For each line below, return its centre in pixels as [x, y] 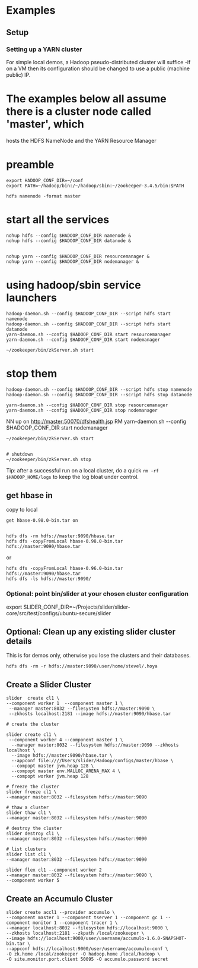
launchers [32, 297]
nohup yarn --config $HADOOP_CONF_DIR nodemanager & [73, 261]
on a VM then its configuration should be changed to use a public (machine [98, 68]
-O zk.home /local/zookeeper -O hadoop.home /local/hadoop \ [83, 954]
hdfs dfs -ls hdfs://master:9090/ [49, 579]
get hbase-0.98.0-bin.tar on [42, 521]
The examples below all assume [87, 99]
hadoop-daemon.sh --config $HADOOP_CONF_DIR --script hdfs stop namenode [99, 389]
